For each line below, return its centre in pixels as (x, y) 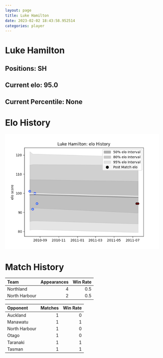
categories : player (25, 26)
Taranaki (16, 342)
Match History (35, 267)
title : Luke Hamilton (27, 15)
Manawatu (18, 322)
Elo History (28, 123)
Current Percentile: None (44, 102)
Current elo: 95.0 (32, 85)
